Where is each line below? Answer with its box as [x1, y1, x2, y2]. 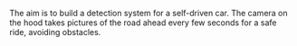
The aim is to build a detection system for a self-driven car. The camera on [9, 8, 288, 18]
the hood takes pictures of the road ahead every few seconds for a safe [9, 17, 277, 28]
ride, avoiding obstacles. [9, 27, 101, 37]
